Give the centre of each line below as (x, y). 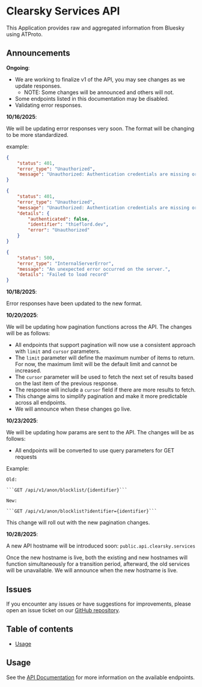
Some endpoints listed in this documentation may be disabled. (92, 98)
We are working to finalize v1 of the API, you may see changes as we (100, 79)
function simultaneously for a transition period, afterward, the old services (98, 564)
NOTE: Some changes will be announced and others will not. (99, 92)
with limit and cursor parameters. (58, 352)
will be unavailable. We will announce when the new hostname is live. (92, 571)
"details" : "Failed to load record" (63, 275)
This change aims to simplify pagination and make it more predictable (101, 396)
